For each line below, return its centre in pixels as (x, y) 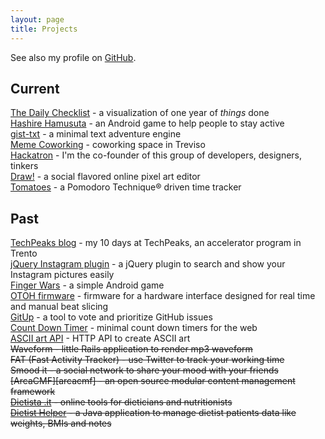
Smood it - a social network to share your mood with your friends (144, 370)
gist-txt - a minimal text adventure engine (96, 134)
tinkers (24, 166)
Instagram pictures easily (62, 275)
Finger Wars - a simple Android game (87, 285)
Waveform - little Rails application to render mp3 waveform (131, 349)
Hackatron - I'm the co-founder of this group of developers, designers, (156, 155)
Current (35, 88)
